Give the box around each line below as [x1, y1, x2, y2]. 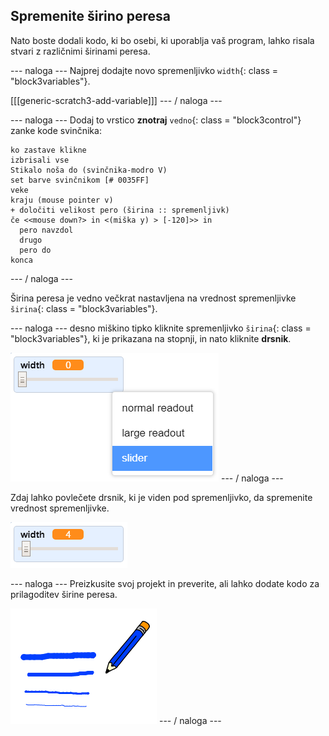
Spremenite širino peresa [10, 8, 171, 25]
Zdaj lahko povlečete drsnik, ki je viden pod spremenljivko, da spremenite [10, 491, 313, 503]
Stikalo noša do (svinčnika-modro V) [10, 165, 168, 175]
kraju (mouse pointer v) [10, 195, 114, 205]
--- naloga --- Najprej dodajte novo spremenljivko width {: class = [10, 64, 279, 76]
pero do [19, 245, 52, 255]
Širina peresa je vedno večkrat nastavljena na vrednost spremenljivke [10, 292, 297, 304]
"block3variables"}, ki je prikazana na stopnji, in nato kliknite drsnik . [10, 332, 292, 344]
